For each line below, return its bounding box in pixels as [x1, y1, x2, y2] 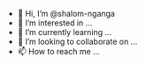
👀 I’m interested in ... [17, 18, 93, 28]
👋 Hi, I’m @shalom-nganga [17, 9, 115, 18]
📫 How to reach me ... [17, 47, 100, 56]
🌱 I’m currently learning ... [17, 27, 112, 37]
